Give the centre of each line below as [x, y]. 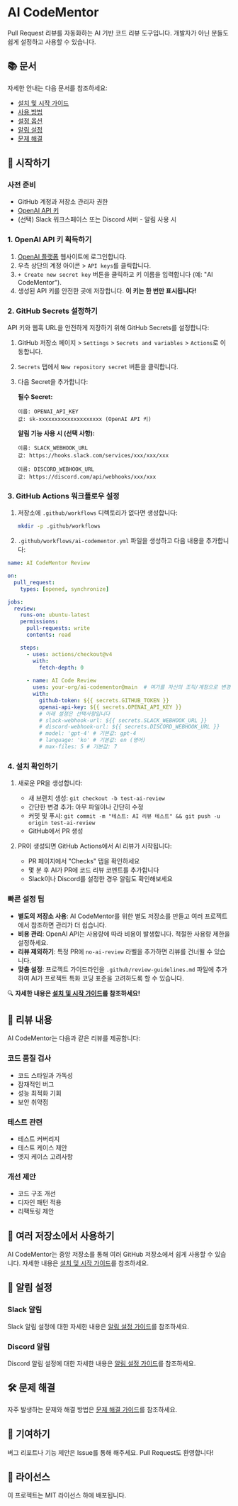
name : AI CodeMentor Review [49, 563]
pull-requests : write [58, 628]
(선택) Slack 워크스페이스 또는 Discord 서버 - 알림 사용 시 [97, 219]
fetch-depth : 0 [61, 667]
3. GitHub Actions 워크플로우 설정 [63, 496]
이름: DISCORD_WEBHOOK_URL [56, 469]
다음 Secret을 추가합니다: [53, 382]
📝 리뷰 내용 [30, 1020]
